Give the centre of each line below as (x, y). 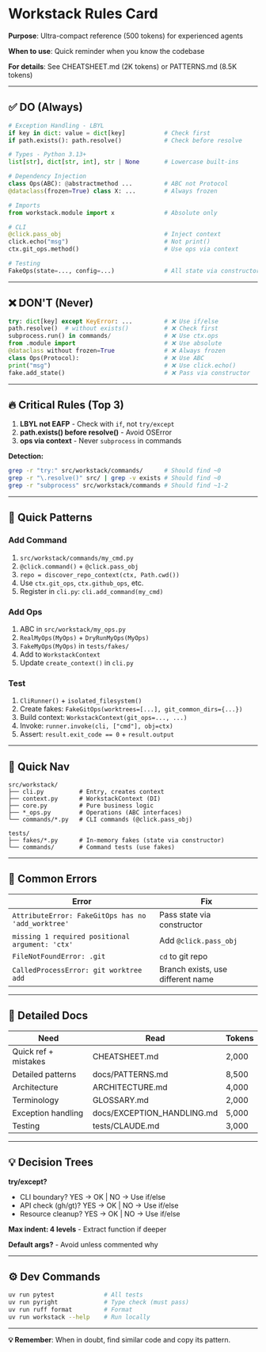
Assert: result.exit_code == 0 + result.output (97, 734)
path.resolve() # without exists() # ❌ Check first (114, 329)
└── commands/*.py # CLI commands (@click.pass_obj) (101, 820)
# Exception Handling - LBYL (56, 125)
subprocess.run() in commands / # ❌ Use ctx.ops (114, 336)
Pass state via (185, 914)
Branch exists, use (194, 969)
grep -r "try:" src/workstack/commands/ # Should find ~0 (115, 471)
